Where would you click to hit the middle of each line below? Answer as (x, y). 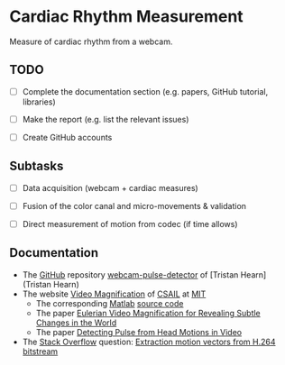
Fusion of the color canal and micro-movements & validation (134, 205)
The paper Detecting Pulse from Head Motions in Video (138, 332)
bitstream (40, 351)
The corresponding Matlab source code (110, 303)
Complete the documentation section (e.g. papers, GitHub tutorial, (145, 91)
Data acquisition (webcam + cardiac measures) (110, 187)
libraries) (39, 102)
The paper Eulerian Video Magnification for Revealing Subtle (148, 313)
